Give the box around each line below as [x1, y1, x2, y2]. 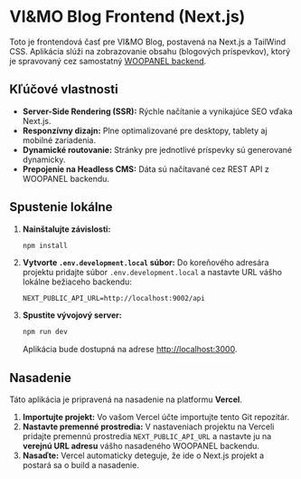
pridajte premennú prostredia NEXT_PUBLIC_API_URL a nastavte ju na [22, 431, 272, 442]
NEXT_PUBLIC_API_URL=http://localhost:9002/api [22, 294, 205, 303]
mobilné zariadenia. [22, 134, 97, 146]
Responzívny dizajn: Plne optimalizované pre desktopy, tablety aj [22, 125, 268, 136]
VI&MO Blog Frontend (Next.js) [9, 6, 246, 27]
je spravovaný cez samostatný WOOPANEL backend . [9, 55, 207, 66]
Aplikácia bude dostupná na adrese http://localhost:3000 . [22, 344, 238, 355]
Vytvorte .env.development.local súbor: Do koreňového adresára [22, 257, 269, 268]
